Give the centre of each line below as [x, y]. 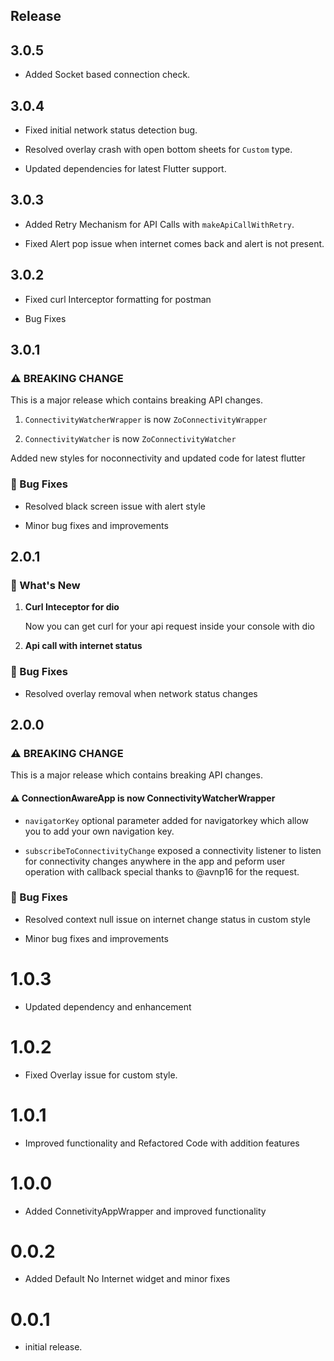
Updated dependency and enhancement [108, 1006]
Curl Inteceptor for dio [72, 607]
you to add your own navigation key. [99, 831]
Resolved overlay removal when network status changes [141, 693]
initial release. [53, 1347]
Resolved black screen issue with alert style [115, 506]
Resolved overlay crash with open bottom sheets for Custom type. [158, 150]
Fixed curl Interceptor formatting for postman [118, 299]
